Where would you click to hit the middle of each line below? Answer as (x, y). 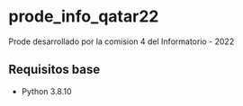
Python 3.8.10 (47, 91)
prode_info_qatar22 (84, 17)
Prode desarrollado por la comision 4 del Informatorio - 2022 (121, 41)
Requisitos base (54, 70)
